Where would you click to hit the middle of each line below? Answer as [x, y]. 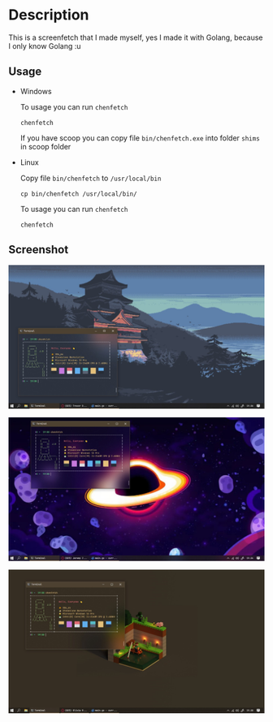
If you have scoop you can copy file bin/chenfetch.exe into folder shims [140, 138]
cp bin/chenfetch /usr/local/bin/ [78, 194]
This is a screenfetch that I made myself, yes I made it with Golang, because [136, 37]
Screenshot [39, 250]
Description [49, 15]
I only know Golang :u [45, 45]
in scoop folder [45, 146]
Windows [36, 91]
